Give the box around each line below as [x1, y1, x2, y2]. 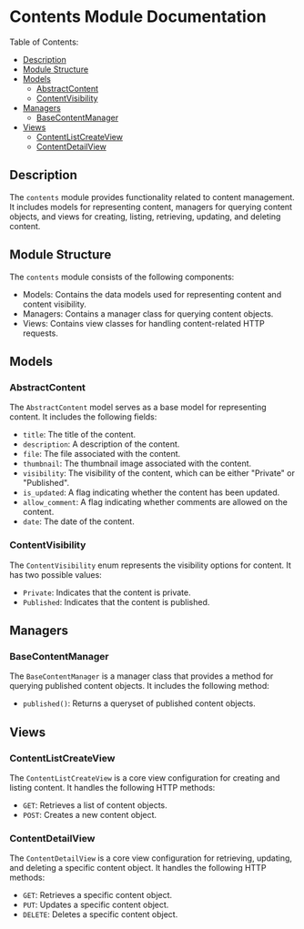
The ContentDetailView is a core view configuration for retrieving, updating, [9, 853, 293, 863]
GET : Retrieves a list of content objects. [22, 799, 168, 811]
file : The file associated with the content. [22, 449, 181, 459]
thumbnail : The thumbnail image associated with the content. [22, 458, 252, 470]
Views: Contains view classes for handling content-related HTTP [22, 318, 266, 328]
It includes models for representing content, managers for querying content [9, 201, 293, 212]
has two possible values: [9, 569, 102, 580]
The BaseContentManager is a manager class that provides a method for [9, 671, 274, 682]
